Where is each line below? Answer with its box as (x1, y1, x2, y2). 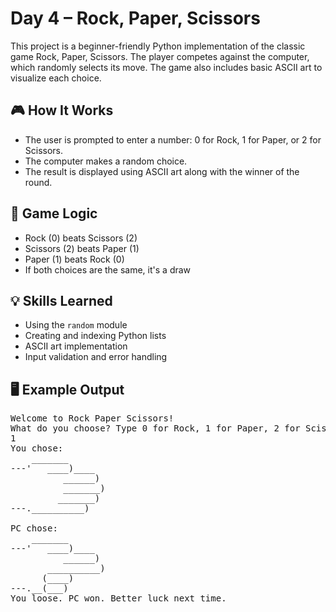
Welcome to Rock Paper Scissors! (10, 413, 175, 424)
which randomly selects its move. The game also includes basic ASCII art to (10, 61, 323, 73)
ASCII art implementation (24, 340, 128, 352)
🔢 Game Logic (10, 205, 98, 222)
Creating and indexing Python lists (24, 330, 167, 342)
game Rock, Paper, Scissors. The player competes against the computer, (10, 50, 310, 62)
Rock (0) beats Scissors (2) (24, 232, 138, 244)
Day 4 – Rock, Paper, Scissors (10, 7, 261, 30)
